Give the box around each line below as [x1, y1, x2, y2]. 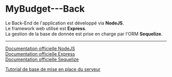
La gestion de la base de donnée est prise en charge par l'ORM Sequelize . [5, 31, 163, 37]
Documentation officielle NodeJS [5, 45, 75, 52]
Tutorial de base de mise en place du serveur [5, 66, 101, 72]
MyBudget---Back [5, 3, 85, 15]
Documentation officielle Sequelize [5, 56, 79, 62]
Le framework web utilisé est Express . [5, 25, 87, 31]
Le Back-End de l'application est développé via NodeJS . [5, 20, 124, 26]
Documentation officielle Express [5, 50, 75, 57]
